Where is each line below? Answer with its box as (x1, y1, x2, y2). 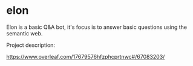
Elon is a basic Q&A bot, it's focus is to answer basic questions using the (6, 23, 188, 31)
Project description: (6, 41, 56, 49)
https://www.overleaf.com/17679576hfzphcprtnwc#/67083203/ (6, 53, 165, 60)
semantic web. (6, 29, 43, 37)
